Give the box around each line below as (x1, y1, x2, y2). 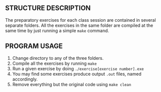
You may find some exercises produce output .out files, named (12, 71, 142, 77)
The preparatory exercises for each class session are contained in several (5, 17, 156, 23)
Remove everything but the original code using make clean (12, 81, 131, 87)
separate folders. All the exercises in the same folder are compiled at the (5, 22, 154, 28)
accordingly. (12, 76, 38, 82)
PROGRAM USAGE (5, 42, 63, 50)
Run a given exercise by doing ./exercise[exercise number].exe (12, 65, 144, 71)
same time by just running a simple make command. (5, 27, 109, 34)
